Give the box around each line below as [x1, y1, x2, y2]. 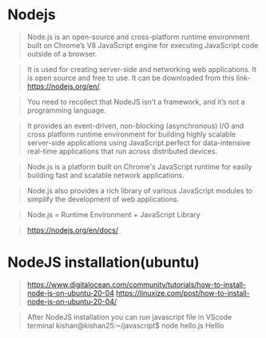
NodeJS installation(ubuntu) [7, 253, 200, 272]
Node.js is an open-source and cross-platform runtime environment [26, 32, 250, 42]
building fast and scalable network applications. [26, 170, 185, 180]
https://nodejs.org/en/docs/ [26, 225, 119, 235]
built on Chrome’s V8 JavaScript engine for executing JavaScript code [26, 40, 259, 50]
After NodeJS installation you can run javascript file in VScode [26, 312, 232, 321]
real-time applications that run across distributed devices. [26, 146, 217, 156]
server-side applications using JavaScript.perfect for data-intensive [26, 137, 251, 147]
